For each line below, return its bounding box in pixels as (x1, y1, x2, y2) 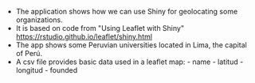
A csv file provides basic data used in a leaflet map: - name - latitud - (15, 57, 244, 66)
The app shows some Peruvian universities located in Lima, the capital (15, 40, 247, 50)
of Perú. (15, 49, 42, 58)
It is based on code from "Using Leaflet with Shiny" (15, 24, 185, 32)
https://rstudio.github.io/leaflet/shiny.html (15, 32, 153, 41)
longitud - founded (15, 66, 78, 74)
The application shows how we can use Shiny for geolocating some (15, 7, 238, 16)
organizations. (15, 15, 63, 25)
